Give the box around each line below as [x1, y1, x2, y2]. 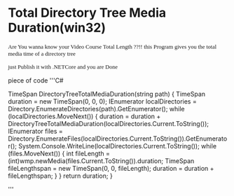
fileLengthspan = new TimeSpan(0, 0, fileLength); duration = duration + [8, 164, 214, 172]
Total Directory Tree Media [8, 5, 167, 21]
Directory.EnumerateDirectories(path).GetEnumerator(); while [8, 104, 185, 113]
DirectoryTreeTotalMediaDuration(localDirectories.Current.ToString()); [8, 119, 209, 127]
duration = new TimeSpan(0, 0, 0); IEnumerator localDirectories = [8, 97, 197, 106]
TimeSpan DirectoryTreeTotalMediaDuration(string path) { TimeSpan [8, 90, 206, 98]
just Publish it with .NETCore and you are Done [8, 63, 118, 71]
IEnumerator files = [8, 127, 64, 135]
